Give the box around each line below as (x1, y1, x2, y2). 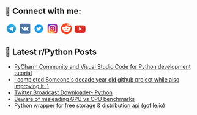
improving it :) (13, 82, 50, 89)
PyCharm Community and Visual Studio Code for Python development (13, 63, 191, 70)
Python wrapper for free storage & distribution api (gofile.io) (13, 102, 165, 109)
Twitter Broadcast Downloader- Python (13, 89, 113, 96)
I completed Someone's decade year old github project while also (13, 75, 180, 83)
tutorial (13, 69, 32, 77)
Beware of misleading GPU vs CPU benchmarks (13, 95, 135, 102)
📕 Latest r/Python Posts (5, 47, 97, 57)
